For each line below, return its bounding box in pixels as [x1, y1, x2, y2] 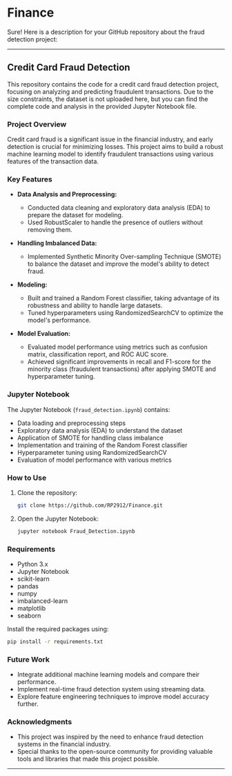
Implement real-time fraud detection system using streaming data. [17, 685, 206, 694]
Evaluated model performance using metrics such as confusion [27, 343, 209, 351]
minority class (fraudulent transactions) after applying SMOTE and [27, 365, 216, 373]
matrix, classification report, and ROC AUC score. [27, 350, 168, 359]
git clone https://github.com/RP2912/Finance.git [17, 502, 164, 509]
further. [17, 700, 39, 708]
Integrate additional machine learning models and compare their [17, 670, 200, 679]
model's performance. [27, 316, 91, 325]
